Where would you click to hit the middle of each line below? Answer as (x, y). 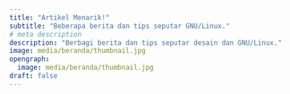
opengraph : (30, 59)
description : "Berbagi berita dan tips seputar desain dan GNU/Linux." (145, 43)
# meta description (46, 34)
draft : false (34, 76)
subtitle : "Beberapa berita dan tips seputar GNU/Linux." (119, 26)
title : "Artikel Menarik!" (60, 17)
